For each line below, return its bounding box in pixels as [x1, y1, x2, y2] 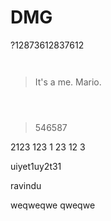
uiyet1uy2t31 [10, 160, 62, 172]
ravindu [10, 179, 42, 191]
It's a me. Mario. [34, 76, 102, 88]
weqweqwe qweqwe [10, 199, 96, 211]
